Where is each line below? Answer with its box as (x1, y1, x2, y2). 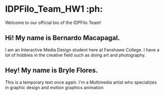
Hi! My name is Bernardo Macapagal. (5, 34, 120, 42)
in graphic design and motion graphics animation (5, 84, 104, 90)
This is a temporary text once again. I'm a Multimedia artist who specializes (5, 79, 157, 85)
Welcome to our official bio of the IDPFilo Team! (5, 20, 101, 25)
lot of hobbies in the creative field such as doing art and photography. (5, 52, 146, 58)
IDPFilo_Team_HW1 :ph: (5, 3, 103, 15)
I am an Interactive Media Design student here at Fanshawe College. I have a (5, 47, 160, 52)
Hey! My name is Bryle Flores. (5, 66, 98, 74)
